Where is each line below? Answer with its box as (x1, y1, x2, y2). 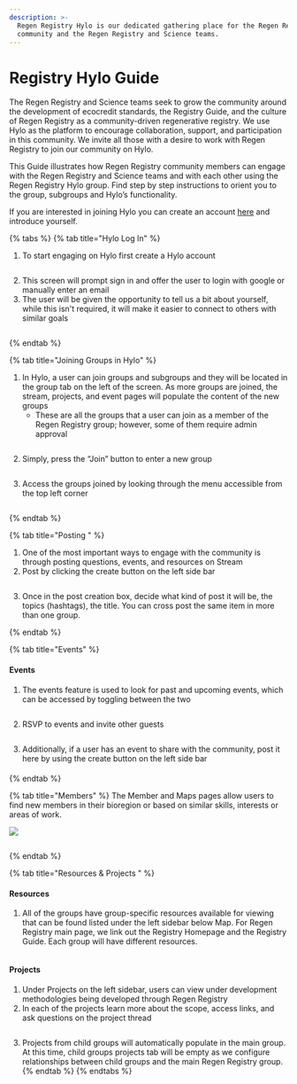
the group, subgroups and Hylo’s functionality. (9, 190, 178, 200)
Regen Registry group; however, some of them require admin (34, 419, 258, 430)
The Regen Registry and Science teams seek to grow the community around (9, 97, 287, 107)
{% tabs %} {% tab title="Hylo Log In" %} (9, 233, 161, 244)
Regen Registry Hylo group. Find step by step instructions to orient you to (9, 180, 277, 191)
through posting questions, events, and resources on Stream (21, 557, 243, 567)
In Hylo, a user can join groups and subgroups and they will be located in (21, 372, 288, 383)
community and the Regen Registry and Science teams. (17, 29, 219, 38)
